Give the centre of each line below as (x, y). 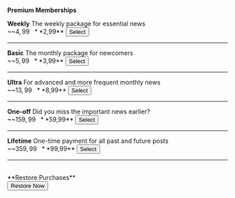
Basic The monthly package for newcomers (70, 53)
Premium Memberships (42, 10)
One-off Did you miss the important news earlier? (79, 112)
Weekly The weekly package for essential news (76, 23)
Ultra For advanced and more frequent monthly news (84, 82)
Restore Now (28, 186)
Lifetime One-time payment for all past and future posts (88, 141)
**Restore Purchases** (41, 177)
